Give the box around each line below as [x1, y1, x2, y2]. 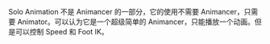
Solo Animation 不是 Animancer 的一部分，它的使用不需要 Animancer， [8, 7, 244, 16]
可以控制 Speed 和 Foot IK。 [15, 27, 109, 36]
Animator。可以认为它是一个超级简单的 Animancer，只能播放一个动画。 [17, 17, 255, 26]
